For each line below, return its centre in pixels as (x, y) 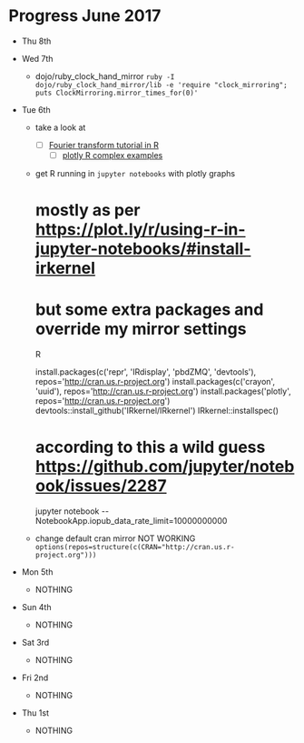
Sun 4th (36, 607)
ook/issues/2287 (101, 486)
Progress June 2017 (85, 16)
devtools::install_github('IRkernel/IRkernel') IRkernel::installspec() (157, 411)
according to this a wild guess (150, 447)
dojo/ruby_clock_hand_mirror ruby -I (105, 76)
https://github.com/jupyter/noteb (165, 467)
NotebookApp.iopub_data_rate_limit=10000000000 (131, 521)
